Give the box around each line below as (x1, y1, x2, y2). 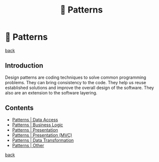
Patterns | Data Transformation (12, 137, 74, 143)
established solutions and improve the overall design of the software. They (5, 85, 154, 90)
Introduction (5, 61, 44, 70)
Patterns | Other (12, 142, 45, 148)
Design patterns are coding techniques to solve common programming (5, 74, 146, 80)
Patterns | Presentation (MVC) (12, 132, 72, 138)
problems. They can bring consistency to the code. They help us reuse (5, 79, 146, 85)
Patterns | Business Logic (12, 122, 64, 128)
